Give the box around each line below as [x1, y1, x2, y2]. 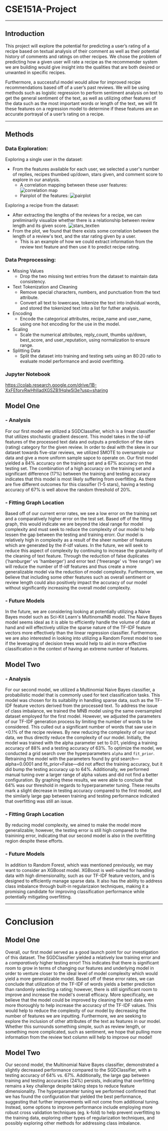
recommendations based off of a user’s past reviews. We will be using [5, 84, 149, 90]
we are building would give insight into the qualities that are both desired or [5, 64, 160, 70]
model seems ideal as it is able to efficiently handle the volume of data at [5, 619, 155, 625]
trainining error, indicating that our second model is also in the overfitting [5, 832, 155, 838]
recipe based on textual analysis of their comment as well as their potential [5, 48, 159, 54]
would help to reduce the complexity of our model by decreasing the [5, 1007, 146, 1013]
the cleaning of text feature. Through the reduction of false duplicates [5, 553, 149, 559]
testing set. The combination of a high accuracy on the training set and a [5, 465, 155, 471]
